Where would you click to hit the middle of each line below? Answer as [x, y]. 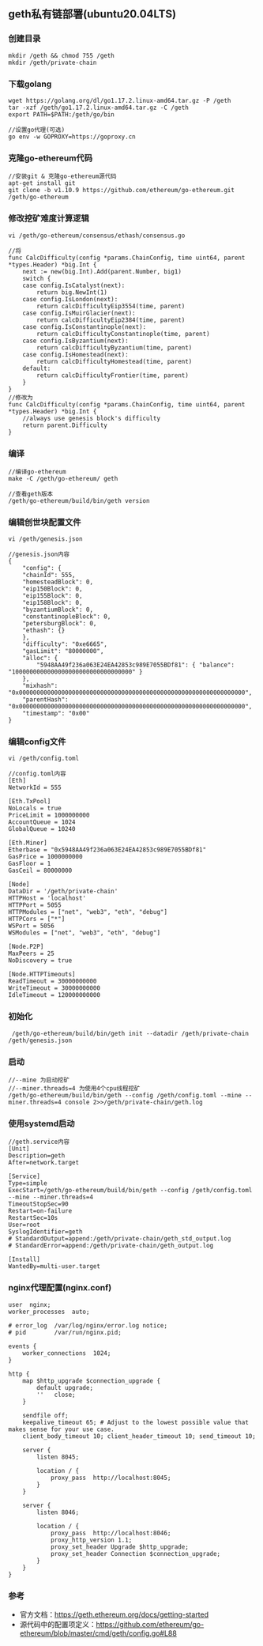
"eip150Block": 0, [53, 589]
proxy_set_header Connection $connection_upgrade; [135, 1554]
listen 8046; [58, 1512]
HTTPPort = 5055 [35, 905]
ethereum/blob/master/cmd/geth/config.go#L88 [98, 1633]
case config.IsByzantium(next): [75, 341]
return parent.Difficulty [65, 425]
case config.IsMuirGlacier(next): [79, 313]
